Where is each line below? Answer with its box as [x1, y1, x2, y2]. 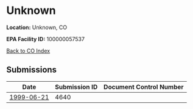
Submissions [6, 65, 57, 75]
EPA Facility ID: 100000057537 [6, 35, 85, 42]
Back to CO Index [6, 47, 51, 54]
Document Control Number [103, 82, 184, 91]
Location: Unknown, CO [6, 24, 68, 31]
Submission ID [54, 82, 98, 91]
